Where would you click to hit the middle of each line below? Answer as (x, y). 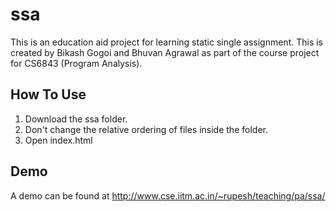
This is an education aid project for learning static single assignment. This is (166, 42)
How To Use (48, 94)
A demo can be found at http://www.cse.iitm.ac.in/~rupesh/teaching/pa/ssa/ (168, 195)
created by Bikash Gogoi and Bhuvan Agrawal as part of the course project (165, 52)
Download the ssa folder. (76, 119)
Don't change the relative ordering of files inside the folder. (146, 129)
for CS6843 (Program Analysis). (76, 63)
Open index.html (58, 140)
